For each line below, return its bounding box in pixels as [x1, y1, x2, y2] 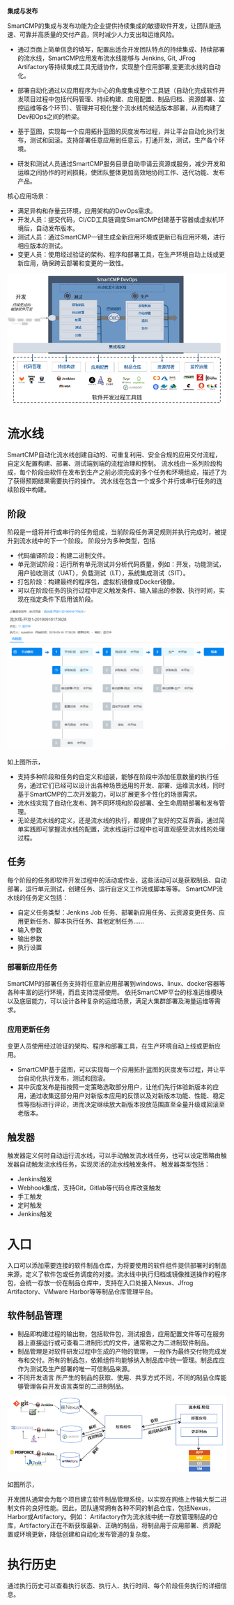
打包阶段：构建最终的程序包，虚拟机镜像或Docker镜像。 [17, 577, 179, 586]
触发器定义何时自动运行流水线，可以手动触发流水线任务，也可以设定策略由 [7, 1151, 221, 1160]
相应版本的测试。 [17, 242, 67, 250]
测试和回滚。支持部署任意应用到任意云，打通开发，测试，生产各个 [29, 136, 219, 144]
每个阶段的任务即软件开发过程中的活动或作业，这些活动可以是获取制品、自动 [7, 875, 227, 884]
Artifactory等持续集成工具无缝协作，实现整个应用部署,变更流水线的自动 [17, 63, 221, 71]
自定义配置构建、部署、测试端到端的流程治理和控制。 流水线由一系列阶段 [7, 459, 217, 468]
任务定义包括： [25, 893, 68, 901]
